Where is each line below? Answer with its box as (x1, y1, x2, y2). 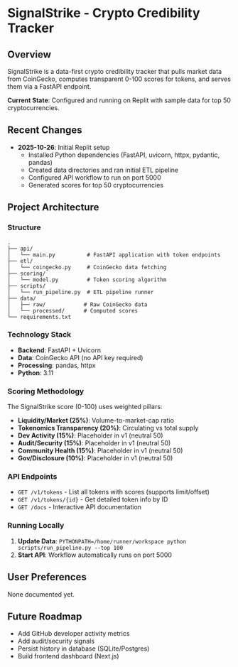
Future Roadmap (7, 610, 82, 622)
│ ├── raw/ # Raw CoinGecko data (7, 300, 148, 308)
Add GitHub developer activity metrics (17, 629, 130, 638)
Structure (7, 222, 41, 232)
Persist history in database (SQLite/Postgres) (17, 644, 150, 653)
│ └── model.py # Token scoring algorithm (7, 276, 167, 283)
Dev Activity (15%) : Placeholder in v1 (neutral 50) (17, 431, 163, 440)
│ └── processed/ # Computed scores (7, 307, 139, 314)
